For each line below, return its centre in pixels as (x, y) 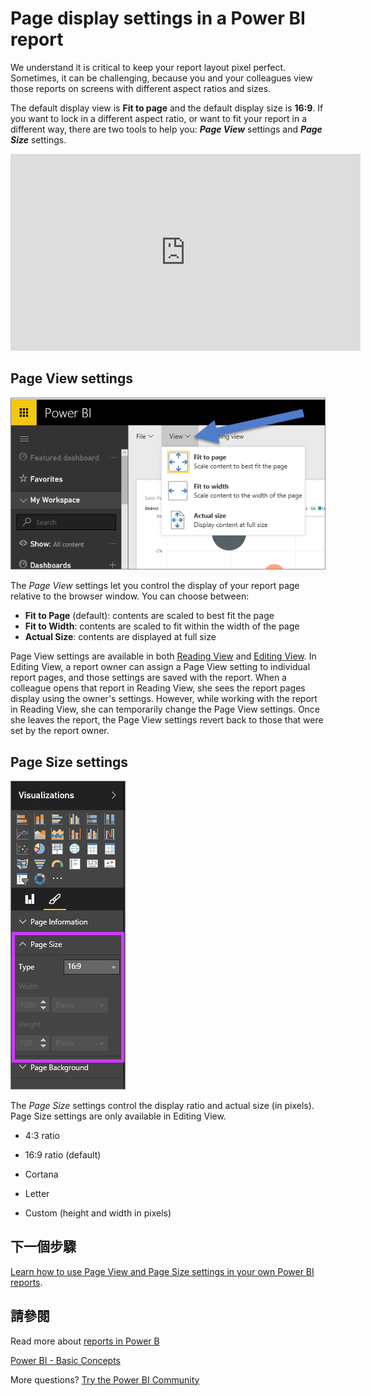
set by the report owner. (60, 731)
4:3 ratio (42, 1135)
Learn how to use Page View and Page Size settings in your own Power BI (162, 1271)
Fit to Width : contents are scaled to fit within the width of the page (162, 626)
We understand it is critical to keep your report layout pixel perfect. (148, 67)
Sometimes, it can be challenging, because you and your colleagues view (161, 78)
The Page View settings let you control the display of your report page (155, 586)
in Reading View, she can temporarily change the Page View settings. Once (165, 709)
